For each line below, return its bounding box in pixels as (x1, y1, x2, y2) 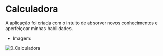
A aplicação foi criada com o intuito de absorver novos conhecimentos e (5, 20, 158, 26)
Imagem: (12, 35, 32, 41)
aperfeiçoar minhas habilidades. (5, 25, 73, 31)
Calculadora (5, 3, 58, 15)
